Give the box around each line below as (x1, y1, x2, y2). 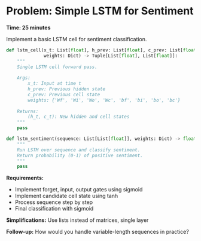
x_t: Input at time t (28, 81, 82, 87)
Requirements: (6, 175, 44, 182)
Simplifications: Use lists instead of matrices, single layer (6, 216, 149, 224)
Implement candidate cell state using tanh (14, 193, 118, 200)
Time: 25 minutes (6, 24, 51, 31)
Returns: (17, 108, 39, 114)
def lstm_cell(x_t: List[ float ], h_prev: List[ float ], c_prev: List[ (6, 47, 184, 53)
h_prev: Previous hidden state (28, 86, 106, 92)
